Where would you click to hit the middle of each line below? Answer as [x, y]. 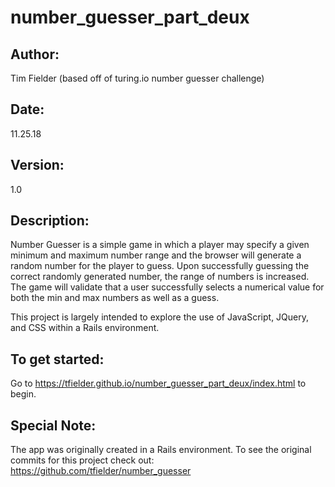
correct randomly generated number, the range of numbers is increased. [160, 277]
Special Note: [53, 425]
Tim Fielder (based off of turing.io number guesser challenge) [137, 78]
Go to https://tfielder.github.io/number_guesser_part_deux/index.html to [158, 383]
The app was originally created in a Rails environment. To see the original [161, 450]
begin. [23, 394]
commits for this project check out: [82, 460]
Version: [37, 165]
